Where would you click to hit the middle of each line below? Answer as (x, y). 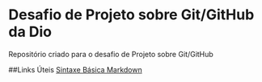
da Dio (30, 32)
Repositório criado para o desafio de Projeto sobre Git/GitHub (111, 54)
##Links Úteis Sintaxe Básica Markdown (76, 69)
